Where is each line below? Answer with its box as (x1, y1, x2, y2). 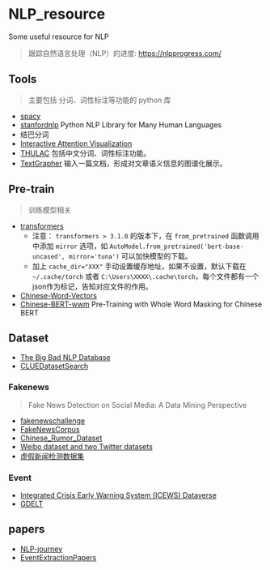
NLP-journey (19, 544, 63, 554)
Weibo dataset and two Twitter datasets (19, 441, 154, 451)
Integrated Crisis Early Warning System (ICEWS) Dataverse (19, 490, 217, 499)
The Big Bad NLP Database (19, 353, 111, 362)
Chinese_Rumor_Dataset (19, 433, 103, 443)
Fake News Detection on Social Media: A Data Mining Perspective (27, 400, 247, 409)
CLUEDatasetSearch (19, 362, 89, 371)
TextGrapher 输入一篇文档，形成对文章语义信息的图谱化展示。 (19, 158, 227, 168)
